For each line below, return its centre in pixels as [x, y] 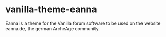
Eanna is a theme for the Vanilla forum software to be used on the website [83, 23]
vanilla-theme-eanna [51, 9]
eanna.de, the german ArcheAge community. [52, 28]
